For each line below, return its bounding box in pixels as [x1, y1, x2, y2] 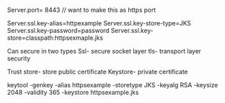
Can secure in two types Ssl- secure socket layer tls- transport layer [7, 47, 202, 55]
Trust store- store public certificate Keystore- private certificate [7, 68, 188, 76]
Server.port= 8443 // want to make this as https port [7, 6, 157, 14]
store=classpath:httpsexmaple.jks [7, 34, 104, 42]
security [7, 54, 31, 62]
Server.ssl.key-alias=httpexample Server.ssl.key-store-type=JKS [7, 19, 191, 27]
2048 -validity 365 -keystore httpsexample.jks [7, 89, 139, 96]
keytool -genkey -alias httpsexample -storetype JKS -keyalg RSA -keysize [7, 81, 219, 89]
